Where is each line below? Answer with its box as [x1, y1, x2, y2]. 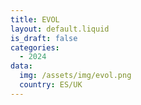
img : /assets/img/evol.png [19, 71, 132, 81]
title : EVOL [10, 14, 60, 25]
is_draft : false [10, 33, 78, 43]
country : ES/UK [19, 80, 83, 90]
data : [10, 61, 33, 71]
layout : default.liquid [10, 24, 110, 34]
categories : [10, 42, 60, 53]
